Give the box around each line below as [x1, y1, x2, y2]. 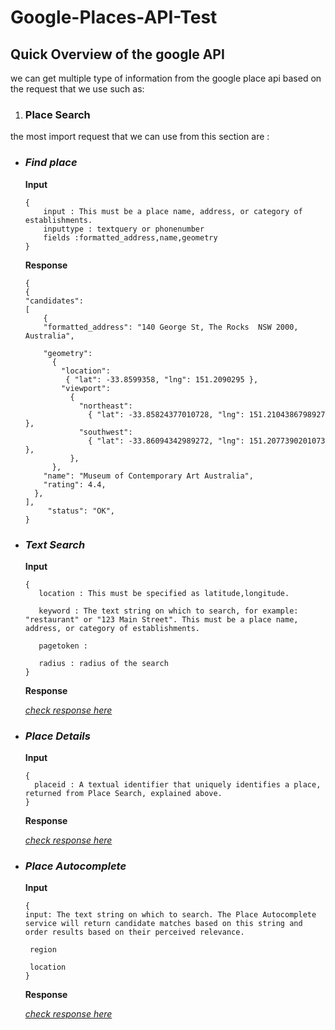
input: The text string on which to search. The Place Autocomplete [24, 910, 317, 920]
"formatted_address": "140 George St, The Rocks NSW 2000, [43, 322, 299, 332]
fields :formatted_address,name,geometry [43, 232, 218, 243]
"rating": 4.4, [43, 479, 107, 490]
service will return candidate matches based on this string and [24, 919, 303, 929]
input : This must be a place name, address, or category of [43, 206, 303, 216]
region [29, 945, 57, 955]
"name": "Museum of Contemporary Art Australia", [43, 471, 254, 481]
